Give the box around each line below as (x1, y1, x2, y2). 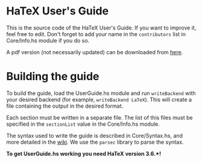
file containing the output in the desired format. (6, 102, 124, 109)
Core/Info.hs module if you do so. (6, 37, 90, 44)
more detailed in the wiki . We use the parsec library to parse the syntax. (6, 138, 184, 146)
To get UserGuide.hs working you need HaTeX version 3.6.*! (6, 150, 162, 157)
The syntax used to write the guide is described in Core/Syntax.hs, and (6, 132, 183, 139)
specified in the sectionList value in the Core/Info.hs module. (6, 120, 160, 128)
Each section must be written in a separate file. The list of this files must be (6, 114, 193, 121)
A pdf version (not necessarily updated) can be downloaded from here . (6, 48, 183, 55)
